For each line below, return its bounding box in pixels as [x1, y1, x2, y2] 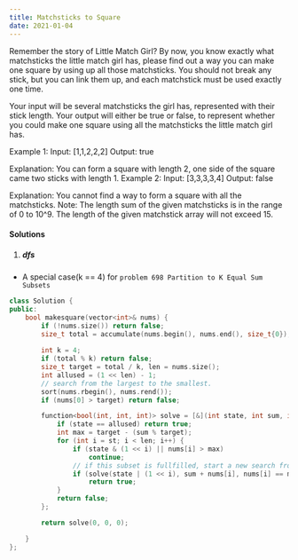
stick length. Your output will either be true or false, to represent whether [9, 110, 276, 121]
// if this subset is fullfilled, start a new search [72, 461, 276, 470]
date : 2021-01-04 [9, 21, 74, 30]
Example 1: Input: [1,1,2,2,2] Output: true [9, 146, 154, 156]
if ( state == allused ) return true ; [56, 420, 192, 429]
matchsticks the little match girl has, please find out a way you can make [9, 55, 275, 66]
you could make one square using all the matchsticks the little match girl [9, 119, 273, 130]
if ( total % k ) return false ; [41, 354, 153, 364]
